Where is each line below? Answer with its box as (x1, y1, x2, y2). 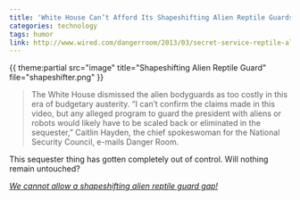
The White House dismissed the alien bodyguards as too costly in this (30, 89, 288, 100)
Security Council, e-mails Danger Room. (30, 137, 179, 147)
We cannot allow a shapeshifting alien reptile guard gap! (9, 180, 219, 192)
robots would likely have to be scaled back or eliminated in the (30, 118, 262, 129)
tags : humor (9, 29, 54, 38)
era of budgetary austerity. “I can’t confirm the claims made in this (30, 99, 275, 110)
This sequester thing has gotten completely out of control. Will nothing (9, 154, 269, 165)
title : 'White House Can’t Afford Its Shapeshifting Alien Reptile (9, 12, 266, 22)
